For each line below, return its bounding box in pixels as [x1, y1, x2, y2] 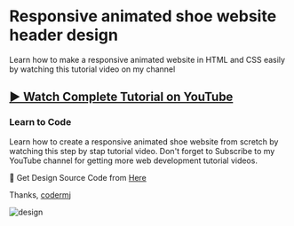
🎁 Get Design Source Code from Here [9, 172, 147, 183]
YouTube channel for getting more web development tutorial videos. [9, 155, 258, 166]
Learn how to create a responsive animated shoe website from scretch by [9, 136, 279, 147]
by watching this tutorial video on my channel [9, 64, 176, 74]
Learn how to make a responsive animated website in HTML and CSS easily [9, 54, 286, 65]
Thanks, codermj [9, 189, 71, 200]
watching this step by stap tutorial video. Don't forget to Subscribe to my [9, 145, 275, 156]
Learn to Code [9, 116, 72, 129]
